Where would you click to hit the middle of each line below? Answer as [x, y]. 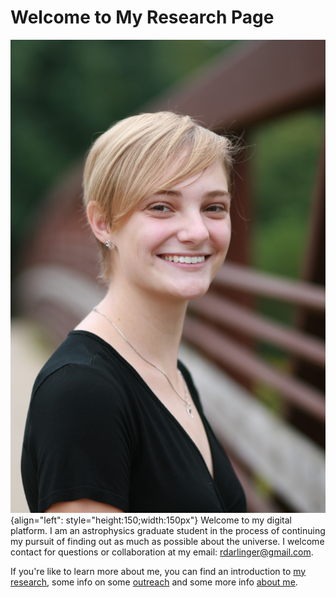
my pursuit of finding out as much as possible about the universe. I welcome [167, 541]
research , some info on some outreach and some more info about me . [154, 582]
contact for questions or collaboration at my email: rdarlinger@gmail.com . [162, 552]
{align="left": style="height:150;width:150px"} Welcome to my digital [151, 520]
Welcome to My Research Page [142, 17]
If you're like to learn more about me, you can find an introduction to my [158, 571]
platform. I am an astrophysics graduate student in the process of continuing [168, 530]
